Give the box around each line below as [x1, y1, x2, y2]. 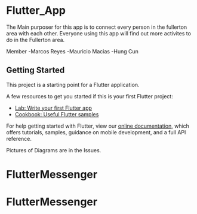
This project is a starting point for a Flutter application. [6, 81, 140, 88]
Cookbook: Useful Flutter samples [14, 110, 99, 117]
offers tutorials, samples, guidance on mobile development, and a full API [6, 128, 186, 135]
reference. [6, 135, 32, 142]
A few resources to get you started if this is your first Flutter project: [6, 92, 173, 100]
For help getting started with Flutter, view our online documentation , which [6, 122, 190, 129]
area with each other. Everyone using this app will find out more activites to [6, 29, 191, 37]
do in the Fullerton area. [6, 36, 65, 43]
